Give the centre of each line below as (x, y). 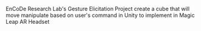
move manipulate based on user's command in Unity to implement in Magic (100, 15)
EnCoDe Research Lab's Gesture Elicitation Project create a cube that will (98, 9)
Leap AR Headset (28, 22)
